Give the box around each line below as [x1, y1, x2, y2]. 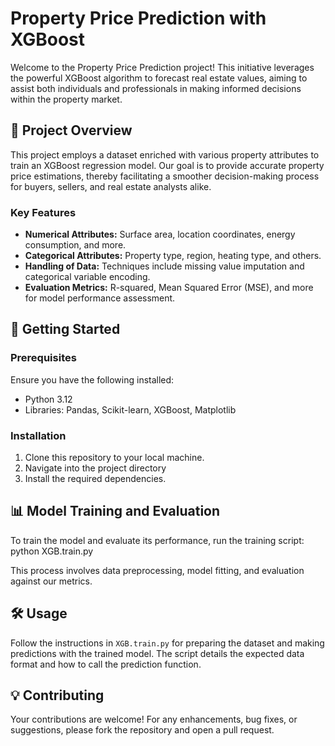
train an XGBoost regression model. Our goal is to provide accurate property [10, 159, 325, 171]
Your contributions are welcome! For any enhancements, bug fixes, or [10, 713, 298, 726]
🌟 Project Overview [10, 122, 133, 139]
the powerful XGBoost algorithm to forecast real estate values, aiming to [10, 72, 308, 84]
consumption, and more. [24, 239, 127, 251]
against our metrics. [10, 575, 93, 587]
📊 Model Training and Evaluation [10, 503, 221, 520]
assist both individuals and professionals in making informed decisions [10, 82, 302, 94]
